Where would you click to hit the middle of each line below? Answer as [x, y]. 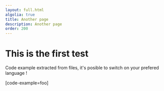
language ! [16, 73]
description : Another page [34, 24]
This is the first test [47, 54]
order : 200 [17, 29]
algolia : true [20, 15]
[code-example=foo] [27, 83]
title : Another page [27, 19]
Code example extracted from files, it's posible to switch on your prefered [82, 68]
